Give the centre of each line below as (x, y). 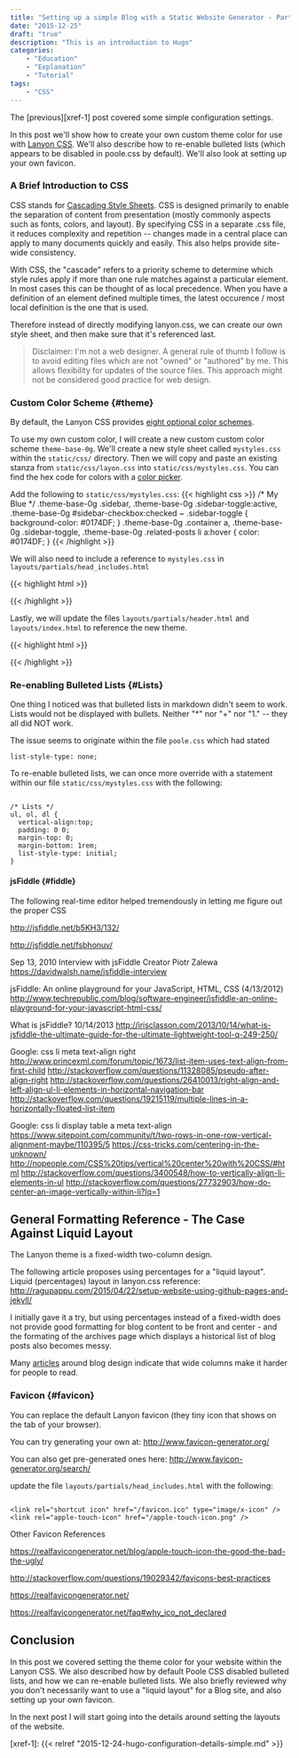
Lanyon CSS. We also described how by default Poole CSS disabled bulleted (149, 1671)
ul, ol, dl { (34, 815)
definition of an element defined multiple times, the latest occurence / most (147, 298)
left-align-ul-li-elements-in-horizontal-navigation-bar (107, 1089)
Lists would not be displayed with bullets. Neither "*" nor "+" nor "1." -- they (149, 714)
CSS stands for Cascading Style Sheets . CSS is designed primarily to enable (149, 205)
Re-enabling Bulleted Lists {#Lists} (87, 686)
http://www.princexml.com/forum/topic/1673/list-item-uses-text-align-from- (149, 1061)
